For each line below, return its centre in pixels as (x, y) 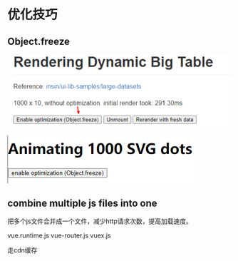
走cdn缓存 (22, 250)
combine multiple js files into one (83, 203)
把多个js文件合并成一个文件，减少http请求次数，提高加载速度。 (100, 221)
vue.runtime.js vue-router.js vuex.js (59, 235)
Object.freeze (38, 41)
